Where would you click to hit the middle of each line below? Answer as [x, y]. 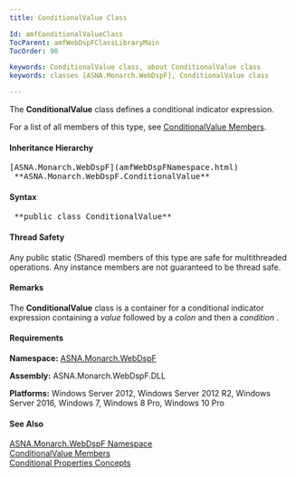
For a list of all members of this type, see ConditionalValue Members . [138, 127]
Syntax [23, 196]
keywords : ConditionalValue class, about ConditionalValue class [135, 67]
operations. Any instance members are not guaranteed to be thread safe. [145, 267]
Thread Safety [37, 237]
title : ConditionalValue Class [68, 18]
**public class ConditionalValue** [93, 217]
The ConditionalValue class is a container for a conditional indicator [137, 308]
